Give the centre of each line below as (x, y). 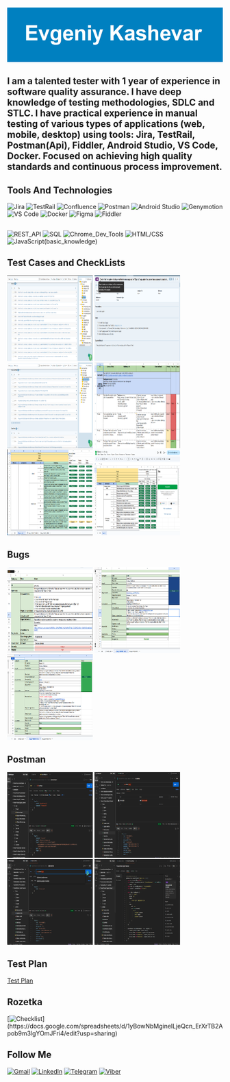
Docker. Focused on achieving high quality (100, 156)
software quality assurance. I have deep (94, 92)
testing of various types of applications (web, (106, 124)
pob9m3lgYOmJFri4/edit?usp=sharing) (62, 1033)
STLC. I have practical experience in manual (102, 113)
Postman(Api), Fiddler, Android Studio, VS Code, (113, 146)
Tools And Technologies (60, 190)
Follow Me (29, 1055)
